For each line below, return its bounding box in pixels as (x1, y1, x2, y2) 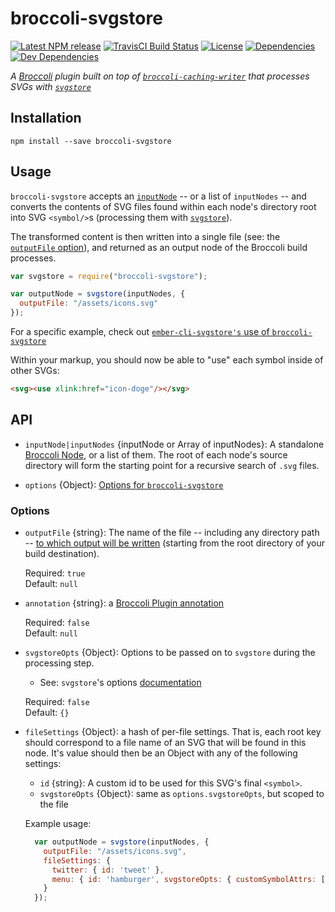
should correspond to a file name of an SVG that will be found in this (24, 737, 307, 749)
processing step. (24, 657, 95, 669)
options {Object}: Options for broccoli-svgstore (24, 478, 224, 491)
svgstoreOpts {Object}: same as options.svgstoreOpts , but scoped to (39, 788, 325, 800)
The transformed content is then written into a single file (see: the (10, 230, 281, 242)
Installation (10, 110, 82, 127)
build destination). (24, 548, 100, 560)
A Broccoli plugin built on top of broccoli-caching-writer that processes (10, 70, 310, 82)
